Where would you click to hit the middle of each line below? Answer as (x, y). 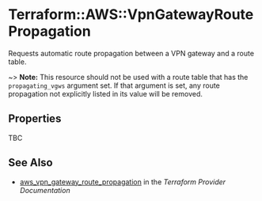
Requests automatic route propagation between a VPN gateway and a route (131, 53)
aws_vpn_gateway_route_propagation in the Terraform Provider (123, 182)
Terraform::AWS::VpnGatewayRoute (131, 15)
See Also (30, 163)
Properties (35, 119)
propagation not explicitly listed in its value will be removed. (106, 93)
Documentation (45, 190)
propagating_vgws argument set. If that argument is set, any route (114, 85)
